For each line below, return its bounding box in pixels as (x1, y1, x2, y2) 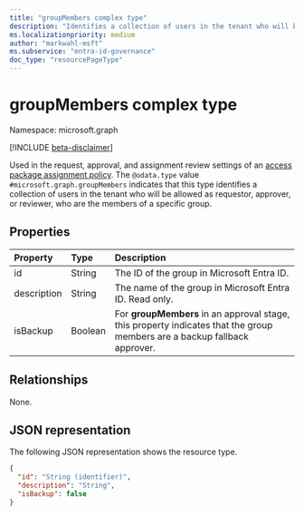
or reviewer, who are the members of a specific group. (9, 198, 213, 209)
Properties (9, 224, 71, 240)
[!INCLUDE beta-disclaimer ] (9, 141, 113, 152)
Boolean (71, 324, 107, 336)
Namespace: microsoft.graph (9, 124, 119, 135)
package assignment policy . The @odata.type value (9, 169, 200, 180)
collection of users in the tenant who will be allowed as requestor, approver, (9, 188, 291, 199)
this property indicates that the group (114, 318, 273, 331)
